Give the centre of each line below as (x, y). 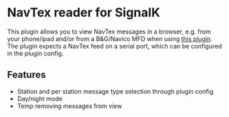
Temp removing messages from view (69, 106)
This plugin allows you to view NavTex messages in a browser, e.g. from (109, 31)
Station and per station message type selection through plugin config (115, 91)
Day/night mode (40, 99)
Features (26, 75)
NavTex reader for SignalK (84, 13)
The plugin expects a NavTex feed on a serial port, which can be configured (115, 46)
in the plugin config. (35, 53)
